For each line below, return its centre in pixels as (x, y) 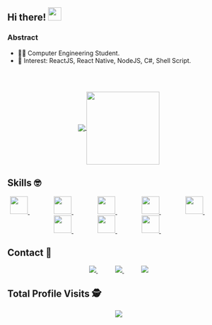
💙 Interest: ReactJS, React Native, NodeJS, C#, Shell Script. (104, 60)
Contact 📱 (30, 253)
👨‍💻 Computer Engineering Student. (69, 53)
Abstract (23, 37)
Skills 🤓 (24, 183)
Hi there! (27, 17)
